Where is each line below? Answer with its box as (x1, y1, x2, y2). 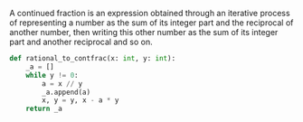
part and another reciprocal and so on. (9, 36, 153, 47)
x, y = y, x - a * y (42, 96, 119, 105)
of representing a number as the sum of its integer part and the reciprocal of (9, 17, 294, 28)
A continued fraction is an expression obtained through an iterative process (9, 8, 291, 18)
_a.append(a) (42, 88, 91, 97)
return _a (25, 104, 63, 114)
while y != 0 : (25, 70, 79, 80)
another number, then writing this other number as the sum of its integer (9, 27, 279, 37)
